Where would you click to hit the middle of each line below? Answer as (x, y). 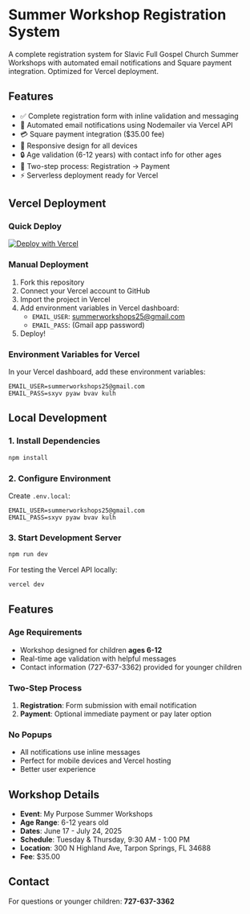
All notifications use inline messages (80, 752)
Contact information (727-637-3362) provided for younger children (131, 667)
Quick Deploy (35, 227)
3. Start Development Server (65, 538)
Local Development (58, 418)
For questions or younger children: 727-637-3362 (91, 901)
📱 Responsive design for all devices (79, 146)
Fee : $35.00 (40, 857)
